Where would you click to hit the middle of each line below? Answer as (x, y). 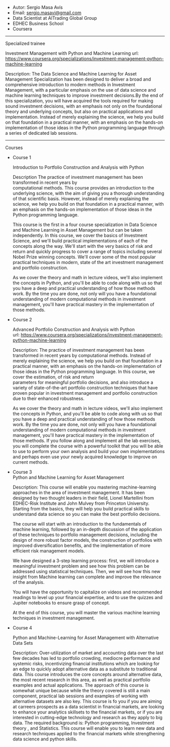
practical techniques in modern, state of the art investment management (88, 262)
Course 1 (22, 157)
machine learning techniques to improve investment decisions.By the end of (84, 95)
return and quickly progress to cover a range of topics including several (87, 251)
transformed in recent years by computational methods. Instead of (82, 355)
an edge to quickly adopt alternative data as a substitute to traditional (85, 669)
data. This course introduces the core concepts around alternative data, (88, 674)
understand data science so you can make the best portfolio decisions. (87, 514)
